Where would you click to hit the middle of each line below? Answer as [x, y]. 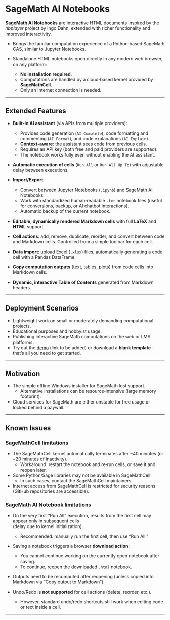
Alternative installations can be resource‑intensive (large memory [88, 391]
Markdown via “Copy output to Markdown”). [58, 582]
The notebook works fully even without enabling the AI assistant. [88, 154]
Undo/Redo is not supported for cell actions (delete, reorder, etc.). [82, 592]
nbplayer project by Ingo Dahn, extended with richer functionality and [78, 28]
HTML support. [28, 226]
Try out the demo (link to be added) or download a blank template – [83, 347]
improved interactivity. [29, 34]
